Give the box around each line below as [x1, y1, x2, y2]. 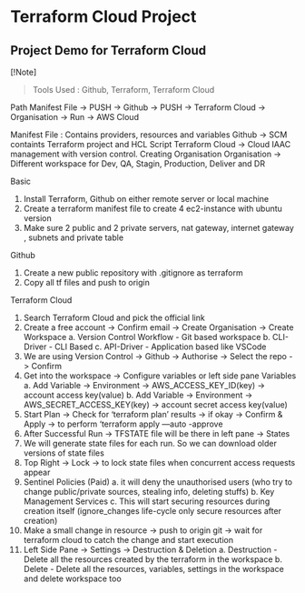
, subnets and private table [23, 232, 124, 243]
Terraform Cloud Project [10, 6, 197, 27]
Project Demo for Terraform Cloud [10, 43, 207, 58]
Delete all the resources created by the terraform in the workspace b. [23, 554, 282, 565]
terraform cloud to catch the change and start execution [23, 535, 234, 545]
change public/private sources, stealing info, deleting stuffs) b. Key [23, 487, 275, 497]
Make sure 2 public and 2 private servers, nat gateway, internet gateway [23, 223, 294, 233]
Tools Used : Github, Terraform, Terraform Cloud [32, 85, 215, 95]
